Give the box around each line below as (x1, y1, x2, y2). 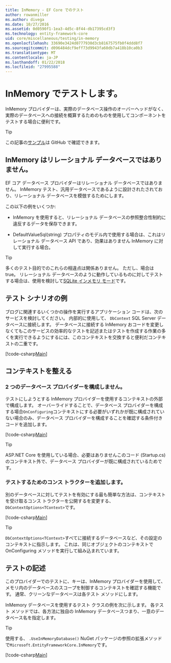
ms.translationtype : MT (5, 50, 56, 55)
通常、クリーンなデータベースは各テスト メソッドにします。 (15, 591, 141, 597)
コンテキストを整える (5, 367, 72, 376)
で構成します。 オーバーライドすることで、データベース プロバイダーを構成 (5, 402, 163, 408)
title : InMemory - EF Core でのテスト (5, 7, 84, 13)
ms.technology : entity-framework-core (5, 31, 88, 36)
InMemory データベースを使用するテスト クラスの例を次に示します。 (5, 602, 150, 608)
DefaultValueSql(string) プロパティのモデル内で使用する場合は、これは (12, 231, 161, 237)
